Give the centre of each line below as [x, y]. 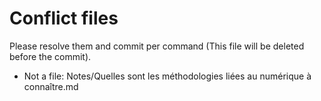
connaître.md [51, 86]
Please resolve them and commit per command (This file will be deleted [157, 46]
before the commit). [50, 56]
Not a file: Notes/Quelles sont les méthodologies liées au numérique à [167, 76]
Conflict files [64, 18]
